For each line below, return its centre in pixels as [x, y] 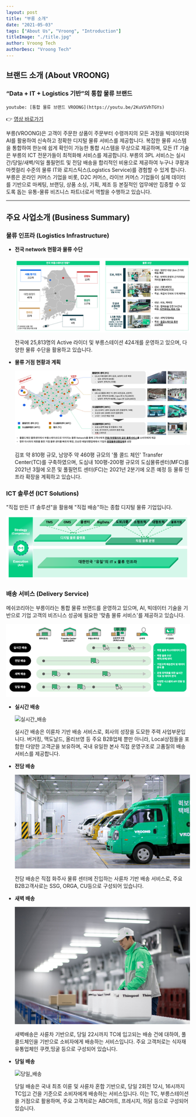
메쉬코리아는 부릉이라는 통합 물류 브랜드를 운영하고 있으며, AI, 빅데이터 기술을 [94, 608]
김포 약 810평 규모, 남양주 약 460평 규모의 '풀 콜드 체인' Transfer [89, 455]
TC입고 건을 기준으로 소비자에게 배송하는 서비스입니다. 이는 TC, [87, 1094]
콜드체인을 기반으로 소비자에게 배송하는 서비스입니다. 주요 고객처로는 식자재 [100, 1041]
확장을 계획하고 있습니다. [54, 476]
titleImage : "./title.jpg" [39, 37]
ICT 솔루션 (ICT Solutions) [43, 493]
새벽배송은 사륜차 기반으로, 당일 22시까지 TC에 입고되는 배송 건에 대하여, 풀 [100, 1034]
